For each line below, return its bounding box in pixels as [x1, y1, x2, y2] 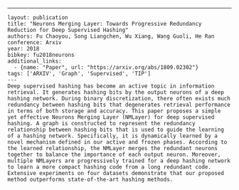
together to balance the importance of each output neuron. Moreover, [7, 151, 221, 158]
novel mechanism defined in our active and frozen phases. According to [7, 139, 228, 146]
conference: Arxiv [7, 39, 62, 46]
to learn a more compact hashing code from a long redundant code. [7, 164, 212, 171]
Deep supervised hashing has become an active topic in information [7, 83, 215, 90]
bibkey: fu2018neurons [7, 51, 75, 58]
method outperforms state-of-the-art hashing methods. [7, 176, 174, 183]
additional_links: [7, 58, 62, 65]
